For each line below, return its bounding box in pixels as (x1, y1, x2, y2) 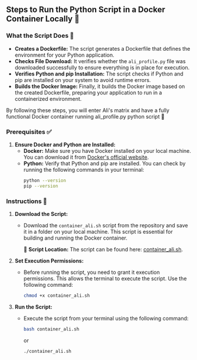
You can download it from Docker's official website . (23, 153, 149, 161)
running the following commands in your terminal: (23, 166, 145, 173)
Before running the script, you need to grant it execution (23, 269, 160, 276)
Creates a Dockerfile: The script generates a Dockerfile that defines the (14, 45, 191, 52)
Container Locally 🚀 (6, 14, 80, 24)
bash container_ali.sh (23, 326, 80, 332)
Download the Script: (14, 211, 68, 218)
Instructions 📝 (6, 197, 47, 205)
